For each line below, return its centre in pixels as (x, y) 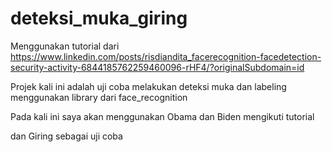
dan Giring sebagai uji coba (66, 136)
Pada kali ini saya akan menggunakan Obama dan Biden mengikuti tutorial (162, 116)
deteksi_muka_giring (99, 18)
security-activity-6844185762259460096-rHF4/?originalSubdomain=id (157, 67)
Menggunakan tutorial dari (65, 46)
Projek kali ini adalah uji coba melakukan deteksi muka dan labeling (148, 86)
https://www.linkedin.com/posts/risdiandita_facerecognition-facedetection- (166, 56)
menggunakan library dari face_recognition (99, 97)
